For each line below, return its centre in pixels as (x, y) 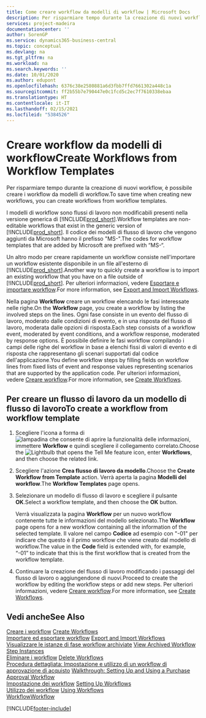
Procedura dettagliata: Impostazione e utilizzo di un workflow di (87, 664)
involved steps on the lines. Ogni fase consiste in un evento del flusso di (97, 315)
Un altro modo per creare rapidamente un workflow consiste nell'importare (101, 257)
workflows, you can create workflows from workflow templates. (87, 201)
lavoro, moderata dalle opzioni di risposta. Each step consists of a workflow (101, 328)
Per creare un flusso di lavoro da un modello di (97, 399)
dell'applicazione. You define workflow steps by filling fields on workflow (97, 360)
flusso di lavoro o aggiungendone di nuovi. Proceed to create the (96, 578)
